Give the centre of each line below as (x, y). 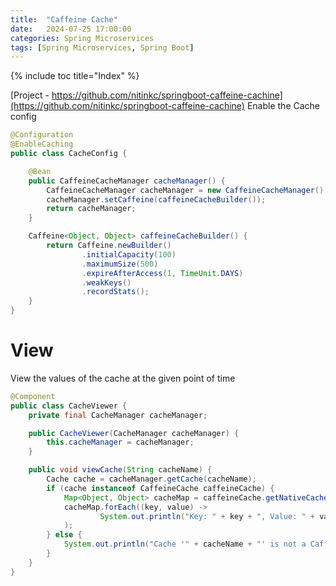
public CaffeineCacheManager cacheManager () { (127, 181)
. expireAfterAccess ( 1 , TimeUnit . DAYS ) (162, 273)
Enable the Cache (283, 106)
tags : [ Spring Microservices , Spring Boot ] (102, 47)
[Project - (30, 95)
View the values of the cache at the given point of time (123, 378)
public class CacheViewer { (69, 406)
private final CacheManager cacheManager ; (118, 415)
